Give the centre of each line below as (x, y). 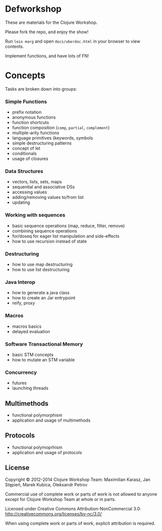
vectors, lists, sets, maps (37, 182)
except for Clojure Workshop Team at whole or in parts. (61, 499)
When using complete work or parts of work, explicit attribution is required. (80, 523)
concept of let (26, 148)
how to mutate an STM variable (44, 360)
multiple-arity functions (36, 133)
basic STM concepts (33, 354)
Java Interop (20, 282)
